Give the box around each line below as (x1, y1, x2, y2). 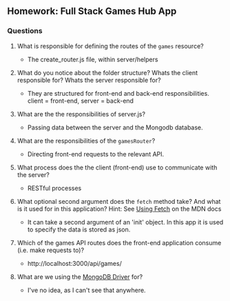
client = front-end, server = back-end (27, 96, 134, 105)
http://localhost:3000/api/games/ (27, 259, 122, 267)
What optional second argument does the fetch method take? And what (17, 197, 221, 205)
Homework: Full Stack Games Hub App (7, 6, 177, 17)
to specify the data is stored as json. (27, 225, 131, 233)
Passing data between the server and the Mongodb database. (27, 123, 203, 132)
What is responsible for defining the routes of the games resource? (17, 41, 205, 50)
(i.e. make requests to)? (17, 246, 85, 254)
